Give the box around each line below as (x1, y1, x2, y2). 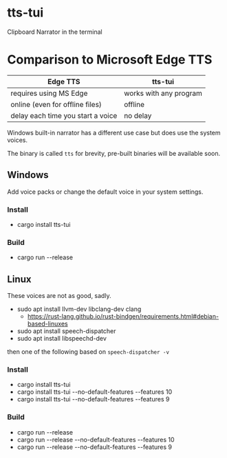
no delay (123, 110, 152, 120)
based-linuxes (27, 319, 68, 328)
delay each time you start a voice (10, 110, 118, 120)
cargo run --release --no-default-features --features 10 (17, 435, 175, 444)
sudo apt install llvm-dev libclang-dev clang (17, 305, 142, 313)
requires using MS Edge (10, 88, 88, 98)
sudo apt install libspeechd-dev (17, 335, 107, 343)
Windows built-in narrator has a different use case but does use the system (7, 128, 221, 137)
